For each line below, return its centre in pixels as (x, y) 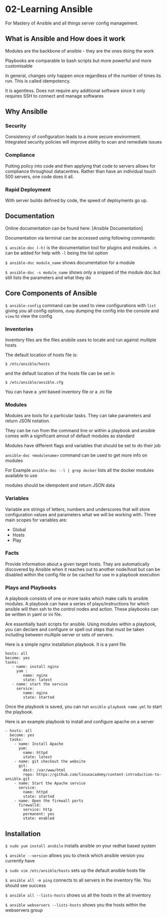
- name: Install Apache (39, 744)
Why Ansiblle (26, 112)
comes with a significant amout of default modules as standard (70, 436)
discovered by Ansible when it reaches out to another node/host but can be (83, 569)
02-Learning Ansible (49, 9)
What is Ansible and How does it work (65, 39)
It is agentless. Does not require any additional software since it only (75, 91)
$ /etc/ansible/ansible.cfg (34, 382)
